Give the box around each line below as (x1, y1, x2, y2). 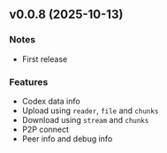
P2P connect (21, 124, 69, 134)
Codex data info (21, 96, 81, 106)
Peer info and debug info (21, 133, 113, 144)
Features (9, 75, 49, 88)
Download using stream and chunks (21, 114, 149, 125)
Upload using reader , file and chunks (21, 105, 159, 116)
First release (21, 53, 68, 65)
